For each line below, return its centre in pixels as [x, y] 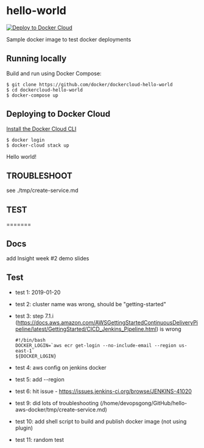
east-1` [25, 351]
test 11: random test [39, 439]
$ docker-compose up [33, 95]
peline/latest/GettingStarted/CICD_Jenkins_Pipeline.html [86, 329]
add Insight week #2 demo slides [48, 258]
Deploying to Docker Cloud [58, 114]
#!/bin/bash [30, 340]
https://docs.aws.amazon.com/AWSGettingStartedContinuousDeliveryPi [107, 322]
